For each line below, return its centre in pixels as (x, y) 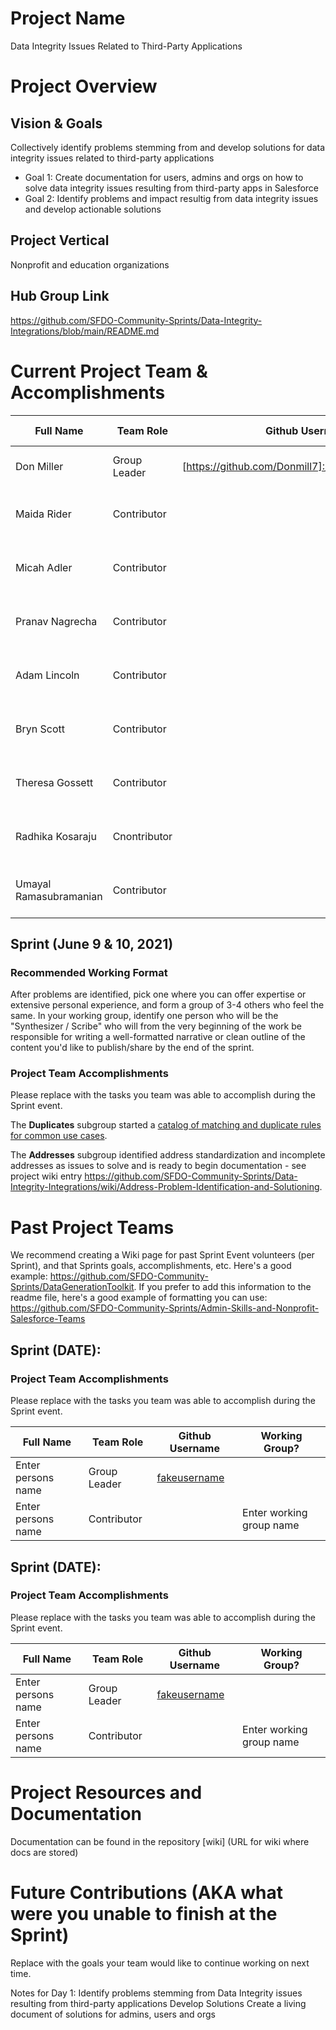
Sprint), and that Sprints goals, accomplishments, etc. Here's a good (151, 1266)
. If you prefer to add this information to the (222, 1287)
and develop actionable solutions (93, 209)
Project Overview (84, 86)
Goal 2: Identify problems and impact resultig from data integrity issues (171, 198)
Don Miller (39, 466)
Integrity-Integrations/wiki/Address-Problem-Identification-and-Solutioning (165, 1187)
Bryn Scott (40, 729)
